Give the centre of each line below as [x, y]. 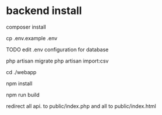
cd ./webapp [21, 72]
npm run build [23, 95]
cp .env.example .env [32, 38]
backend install [44, 11]
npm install [19, 83]
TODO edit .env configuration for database [58, 49]
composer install [26, 27]
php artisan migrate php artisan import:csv [58, 61]
